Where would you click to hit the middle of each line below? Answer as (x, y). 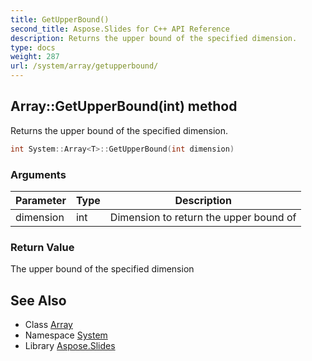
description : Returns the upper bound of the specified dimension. (154, 38)
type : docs (33, 47)
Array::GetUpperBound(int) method (124, 106)
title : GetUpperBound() (60, 19)
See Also (38, 300)
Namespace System (66, 335)
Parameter (41, 200)
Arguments (38, 174)
